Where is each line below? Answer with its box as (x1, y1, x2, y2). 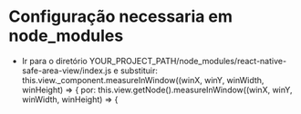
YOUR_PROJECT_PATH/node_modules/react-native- (88, 55, 287, 66)
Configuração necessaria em (8, 6, 234, 27)
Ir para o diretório (21, 55, 88, 66)
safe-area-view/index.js (21, 65, 112, 76)
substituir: (120, 65, 159, 76)
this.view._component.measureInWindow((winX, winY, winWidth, (21, 74, 265, 85)
